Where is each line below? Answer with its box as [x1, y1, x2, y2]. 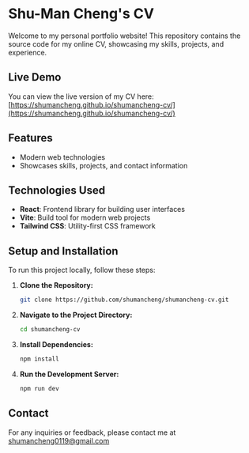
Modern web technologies [19, 152, 106, 162]
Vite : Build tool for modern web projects [19, 213, 151, 222]
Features [8, 131, 53, 145]
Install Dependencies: [19, 339, 93, 349]
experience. [8, 47, 47, 57]
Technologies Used [8, 183, 105, 197]
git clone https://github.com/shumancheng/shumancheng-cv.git [19, 296, 229, 304]
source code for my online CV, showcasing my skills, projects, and [8, 39, 224, 48]
